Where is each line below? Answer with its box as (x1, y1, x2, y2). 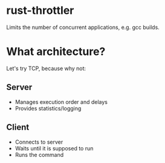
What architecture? (6, 45, 106, 59)
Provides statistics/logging (15, 104, 82, 112)
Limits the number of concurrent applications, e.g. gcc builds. (6, 24, 160, 31)
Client (6, 122, 30, 133)
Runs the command (15, 151, 64, 158)
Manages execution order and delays (15, 98, 108, 106)
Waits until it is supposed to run (15, 144, 94, 152)
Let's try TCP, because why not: (6, 65, 86, 72)
